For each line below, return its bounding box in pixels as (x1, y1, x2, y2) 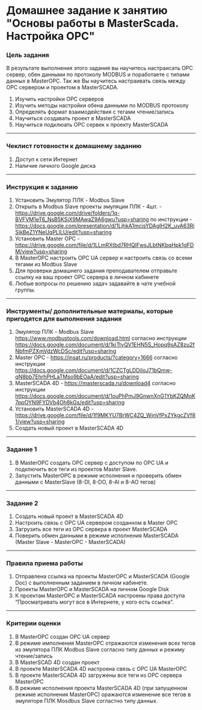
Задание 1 (6, 445, 37, 453)
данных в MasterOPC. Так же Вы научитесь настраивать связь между (6, 77, 186, 85)
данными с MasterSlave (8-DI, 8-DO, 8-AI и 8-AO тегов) (14, 478, 156, 485)
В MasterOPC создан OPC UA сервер (14, 633, 110, 640)
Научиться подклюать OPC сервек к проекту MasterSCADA (14, 121, 168, 129)
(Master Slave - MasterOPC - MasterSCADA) (14, 538, 126, 545)
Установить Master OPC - (14, 235, 80, 242)
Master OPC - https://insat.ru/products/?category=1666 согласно (14, 354, 178, 361)
